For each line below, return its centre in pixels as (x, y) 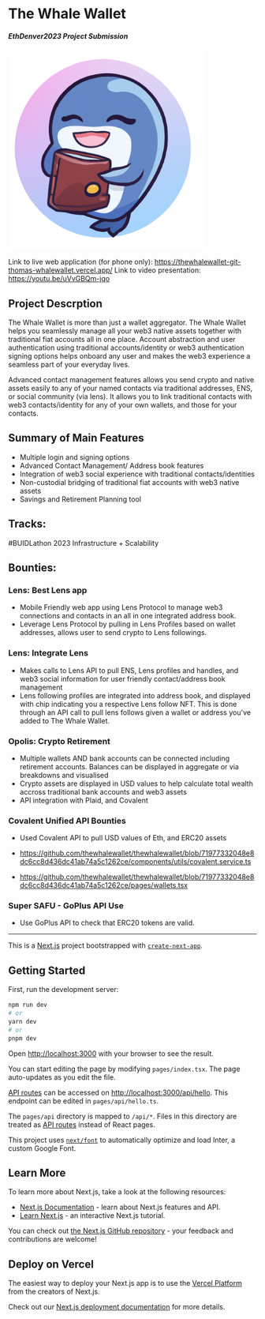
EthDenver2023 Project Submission (68, 36)
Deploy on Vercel (51, 1264)
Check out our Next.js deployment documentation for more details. (117, 1307)
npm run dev (28, 1005)
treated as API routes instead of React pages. (82, 1124)
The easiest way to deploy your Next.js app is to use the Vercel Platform (125, 1283)
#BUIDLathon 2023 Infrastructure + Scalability (84, 543)
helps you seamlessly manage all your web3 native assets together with (125, 331)
